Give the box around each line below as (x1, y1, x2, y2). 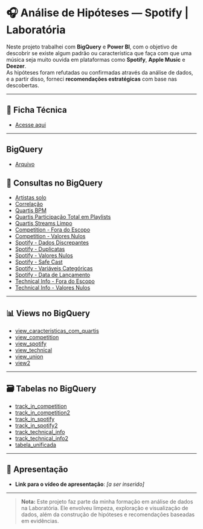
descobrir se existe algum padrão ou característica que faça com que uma (6, 49, 192, 56)
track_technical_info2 (14, 435, 68, 442)
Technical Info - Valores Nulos (14, 284, 91, 291)
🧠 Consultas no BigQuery (6, 178, 103, 188)
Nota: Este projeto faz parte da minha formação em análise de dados (21, 497, 193, 505)
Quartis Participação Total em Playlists (14, 213, 111, 221)
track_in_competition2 (14, 409, 71, 416)
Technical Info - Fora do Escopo (14, 278, 95, 285)
